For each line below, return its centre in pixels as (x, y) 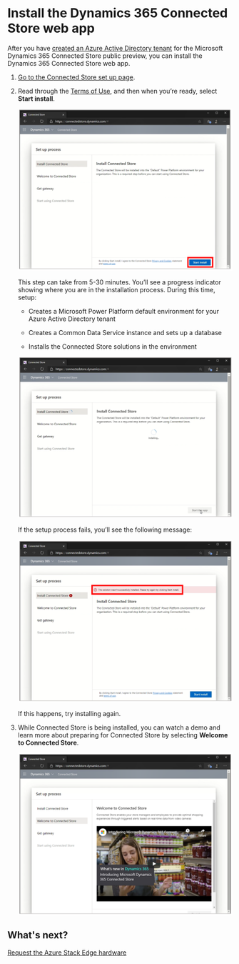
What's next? (38, 935)
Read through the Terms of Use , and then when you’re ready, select (117, 91)
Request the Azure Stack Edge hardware (67, 953)
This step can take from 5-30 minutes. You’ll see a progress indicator (119, 282)
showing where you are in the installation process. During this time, (116, 289)
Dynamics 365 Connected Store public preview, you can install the (105, 56)
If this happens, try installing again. (69, 713)
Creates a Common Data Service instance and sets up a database (125, 332)
